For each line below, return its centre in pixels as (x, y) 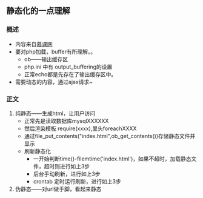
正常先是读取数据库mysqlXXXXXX (66, 120)
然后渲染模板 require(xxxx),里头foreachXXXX (80, 128)
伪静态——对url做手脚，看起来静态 (58, 189)
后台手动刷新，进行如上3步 (67, 174)
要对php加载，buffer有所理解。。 (55, 51)
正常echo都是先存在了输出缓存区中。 (70, 74)
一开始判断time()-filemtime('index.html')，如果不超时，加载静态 (112, 159)
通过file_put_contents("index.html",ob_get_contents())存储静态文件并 (110, 136)
